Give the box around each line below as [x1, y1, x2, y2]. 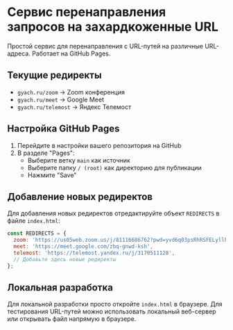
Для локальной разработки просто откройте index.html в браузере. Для [7, 300, 223, 308]
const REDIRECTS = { [7, 230, 67, 237]
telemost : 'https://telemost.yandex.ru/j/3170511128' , [13, 249, 175, 256]
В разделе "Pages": [17, 149, 75, 157]
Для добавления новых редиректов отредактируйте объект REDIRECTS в [7, 209, 220, 217]
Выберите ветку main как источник [27, 156, 130, 164]
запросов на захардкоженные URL [7, 19, 218, 35]
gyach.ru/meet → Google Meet [17, 95, 104, 104]
